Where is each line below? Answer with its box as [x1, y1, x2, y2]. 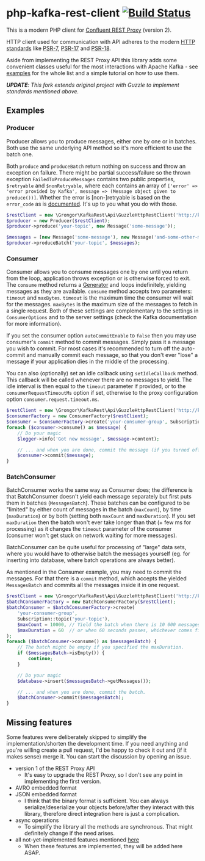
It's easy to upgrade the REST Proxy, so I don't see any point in [24, 771, 183, 779]
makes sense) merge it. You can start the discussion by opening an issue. [6, 753, 192, 760]
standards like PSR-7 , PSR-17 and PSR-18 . [6, 45, 112, 52]
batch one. [6, 150, 34, 158]
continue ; [28, 656, 53, 662]
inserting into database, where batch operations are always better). [6, 557, 176, 564]
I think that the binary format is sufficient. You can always [24, 797, 169, 805]
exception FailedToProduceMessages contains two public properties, [6, 175, 175, 182]
